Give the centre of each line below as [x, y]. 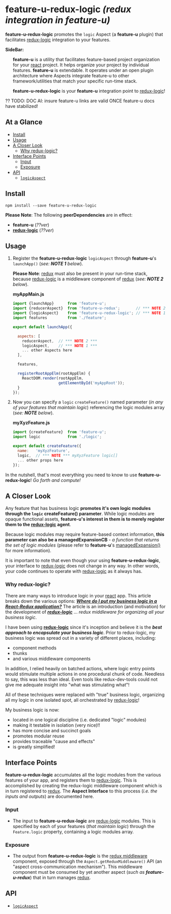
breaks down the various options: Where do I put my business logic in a [81, 601]
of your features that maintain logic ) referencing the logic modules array [89, 408]
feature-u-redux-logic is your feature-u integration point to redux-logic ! [89, 91]
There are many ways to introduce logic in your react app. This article [78, 595]
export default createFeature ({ [47, 446]
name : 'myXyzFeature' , [44, 451]
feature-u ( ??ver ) [31, 224]
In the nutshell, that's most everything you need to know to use [71, 475]
